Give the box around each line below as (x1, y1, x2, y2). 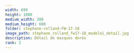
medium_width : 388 (5, 17, 44, 22)
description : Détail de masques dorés (5, 36, 86, 41)
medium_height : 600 (5, 21, 46, 27)
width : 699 (5, 7, 28, 13)
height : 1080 (5, 12, 33, 17)
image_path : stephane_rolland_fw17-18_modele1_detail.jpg (5, 31, 129, 36)
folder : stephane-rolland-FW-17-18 (5, 26, 80, 31)
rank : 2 (5, 40, 22, 45)
